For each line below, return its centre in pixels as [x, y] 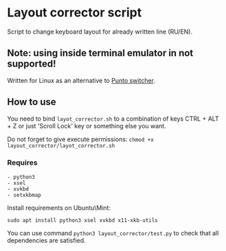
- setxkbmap [24, 195]
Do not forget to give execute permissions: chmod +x [81, 139]
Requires [22, 163]
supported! [32, 64]
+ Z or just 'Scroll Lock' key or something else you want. [87, 125]
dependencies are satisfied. [46, 240]
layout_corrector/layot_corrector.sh [61, 145]
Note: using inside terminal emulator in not [100, 53]
